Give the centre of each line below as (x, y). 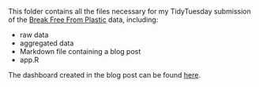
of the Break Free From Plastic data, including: (83, 20)
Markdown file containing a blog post (80, 51)
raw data (34, 35)
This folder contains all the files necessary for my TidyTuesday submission (129, 11)
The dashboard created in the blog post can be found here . (105, 75)
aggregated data (47, 43)
